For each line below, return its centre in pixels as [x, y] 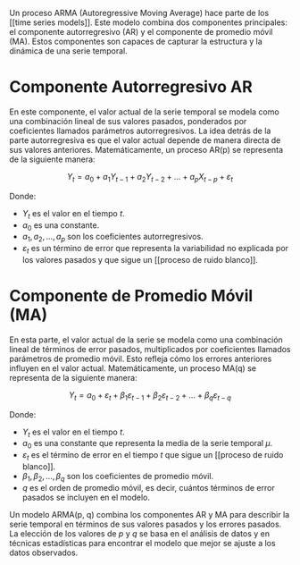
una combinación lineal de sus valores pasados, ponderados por [128, 121]
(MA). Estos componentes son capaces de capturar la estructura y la [136, 41]
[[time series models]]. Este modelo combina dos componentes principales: [149, 22]
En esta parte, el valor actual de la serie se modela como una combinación [146, 340]
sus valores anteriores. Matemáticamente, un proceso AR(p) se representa [146, 149]
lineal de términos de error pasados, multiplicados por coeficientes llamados [150, 349]
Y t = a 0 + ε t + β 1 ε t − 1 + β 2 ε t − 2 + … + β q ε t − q [150, 396]
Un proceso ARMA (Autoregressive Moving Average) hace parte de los [139, 13]
